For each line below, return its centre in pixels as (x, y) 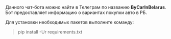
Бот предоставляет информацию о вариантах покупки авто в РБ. (76, 12)
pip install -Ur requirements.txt (50, 32)
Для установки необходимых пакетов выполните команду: (70, 22)
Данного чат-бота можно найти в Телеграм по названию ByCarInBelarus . (86, 7)
